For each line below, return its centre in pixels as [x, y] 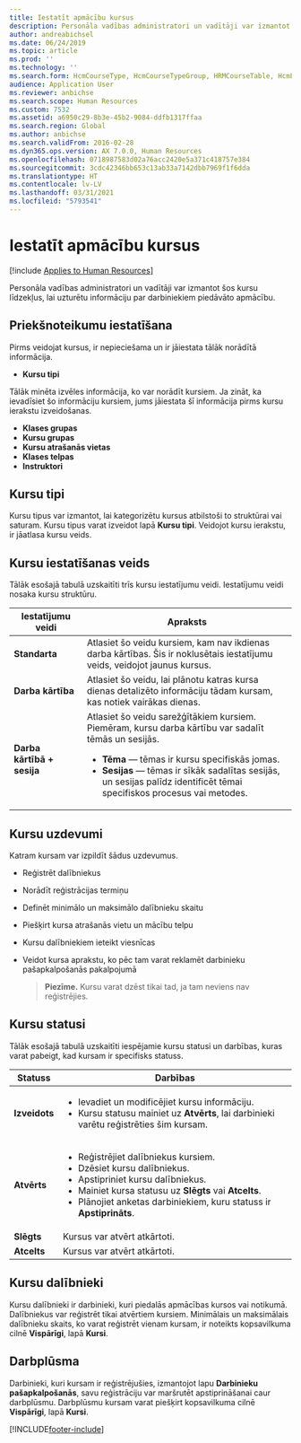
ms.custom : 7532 [39, 109]
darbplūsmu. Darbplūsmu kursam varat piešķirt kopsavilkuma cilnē [132, 1402]
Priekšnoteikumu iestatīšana [91, 325]
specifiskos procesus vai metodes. [175, 793]
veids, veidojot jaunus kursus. [149, 665]
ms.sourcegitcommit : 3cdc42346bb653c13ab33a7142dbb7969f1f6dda [130, 168]
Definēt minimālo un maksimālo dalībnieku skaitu [113, 908]
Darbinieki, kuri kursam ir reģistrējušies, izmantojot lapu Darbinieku [133, 1383]
